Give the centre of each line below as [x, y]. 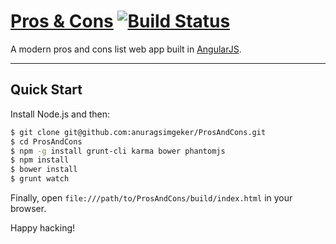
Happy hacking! [43, 228]
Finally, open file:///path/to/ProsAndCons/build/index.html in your [151, 198]
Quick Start [46, 90]
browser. [28, 208]
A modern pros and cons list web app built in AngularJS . [126, 49]
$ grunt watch [40, 179]
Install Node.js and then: [60, 114]
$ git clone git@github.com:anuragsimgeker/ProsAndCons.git [138, 132]
